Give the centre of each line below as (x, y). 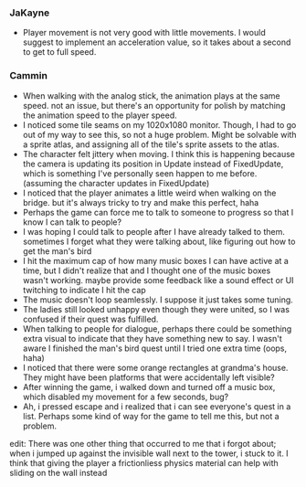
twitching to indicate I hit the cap (84, 290)
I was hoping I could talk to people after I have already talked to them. (153, 231)
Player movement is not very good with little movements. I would (144, 33)
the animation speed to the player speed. (100, 115)
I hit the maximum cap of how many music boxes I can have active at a (156, 260)
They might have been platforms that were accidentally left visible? (149, 377)
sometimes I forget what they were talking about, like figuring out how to (159, 241)
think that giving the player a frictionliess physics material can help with (144, 462)
